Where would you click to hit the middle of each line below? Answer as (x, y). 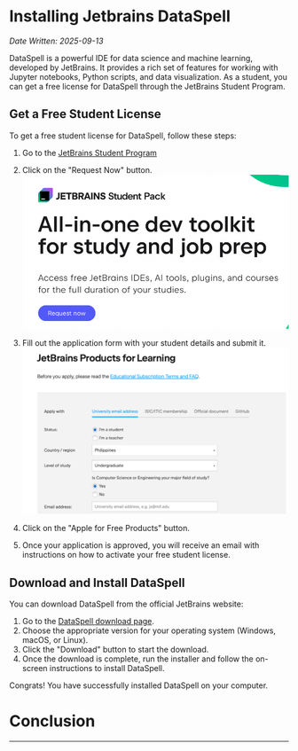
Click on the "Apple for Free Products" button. (106, 528)
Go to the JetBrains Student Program (90, 153)
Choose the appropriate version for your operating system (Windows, (149, 630)
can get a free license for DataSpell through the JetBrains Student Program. (147, 86)
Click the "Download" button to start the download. (115, 649)
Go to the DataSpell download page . (88, 621)
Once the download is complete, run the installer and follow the (138, 659)
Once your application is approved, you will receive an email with (141, 545)
